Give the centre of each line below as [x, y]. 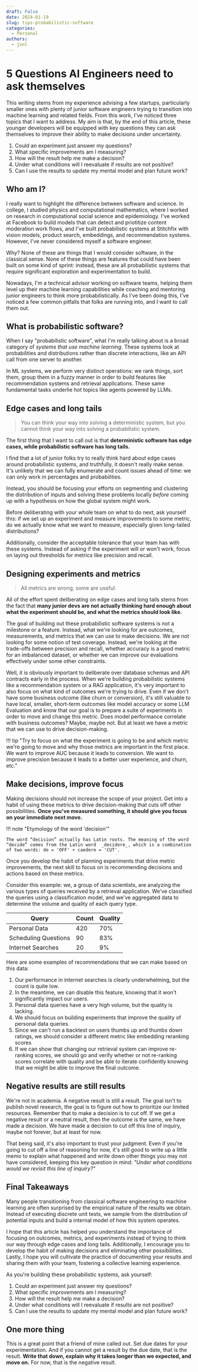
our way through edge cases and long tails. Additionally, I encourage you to [98, 1244]
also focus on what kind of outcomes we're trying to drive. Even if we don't [98, 691]
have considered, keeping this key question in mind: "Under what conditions [99, 1162]
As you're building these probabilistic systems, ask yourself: [79, 1275]
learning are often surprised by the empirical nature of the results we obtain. [99, 1207]
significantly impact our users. [51, 999]
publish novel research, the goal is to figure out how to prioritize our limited [98, 1107]
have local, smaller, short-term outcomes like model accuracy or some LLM [98, 704]
